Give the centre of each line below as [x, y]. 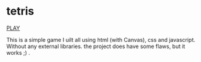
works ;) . [18, 52]
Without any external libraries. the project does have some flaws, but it [96, 46]
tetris [20, 11]
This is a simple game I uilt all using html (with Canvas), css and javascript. [101, 40]
